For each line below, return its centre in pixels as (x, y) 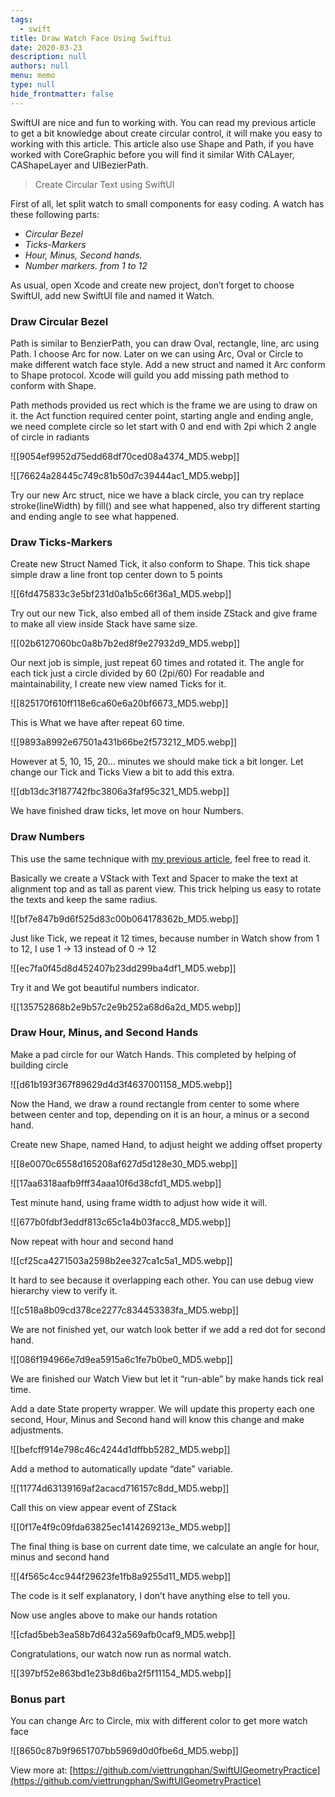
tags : (21, 19)
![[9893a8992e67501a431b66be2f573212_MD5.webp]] (123, 742)
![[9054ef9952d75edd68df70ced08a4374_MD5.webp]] (125, 456)
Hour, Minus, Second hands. (83, 255)
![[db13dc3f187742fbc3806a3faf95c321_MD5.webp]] (120, 792)
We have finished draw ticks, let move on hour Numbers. (127, 811)
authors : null (40, 66)
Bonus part (38, 1699)
